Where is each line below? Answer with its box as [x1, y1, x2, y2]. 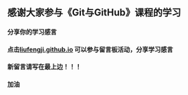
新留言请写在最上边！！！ [7, 63, 82, 71]
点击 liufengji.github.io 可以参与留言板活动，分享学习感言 [7, 45, 174, 53]
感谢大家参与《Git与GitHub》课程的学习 [7, 6, 182, 19]
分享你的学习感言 [7, 27, 57, 36]
